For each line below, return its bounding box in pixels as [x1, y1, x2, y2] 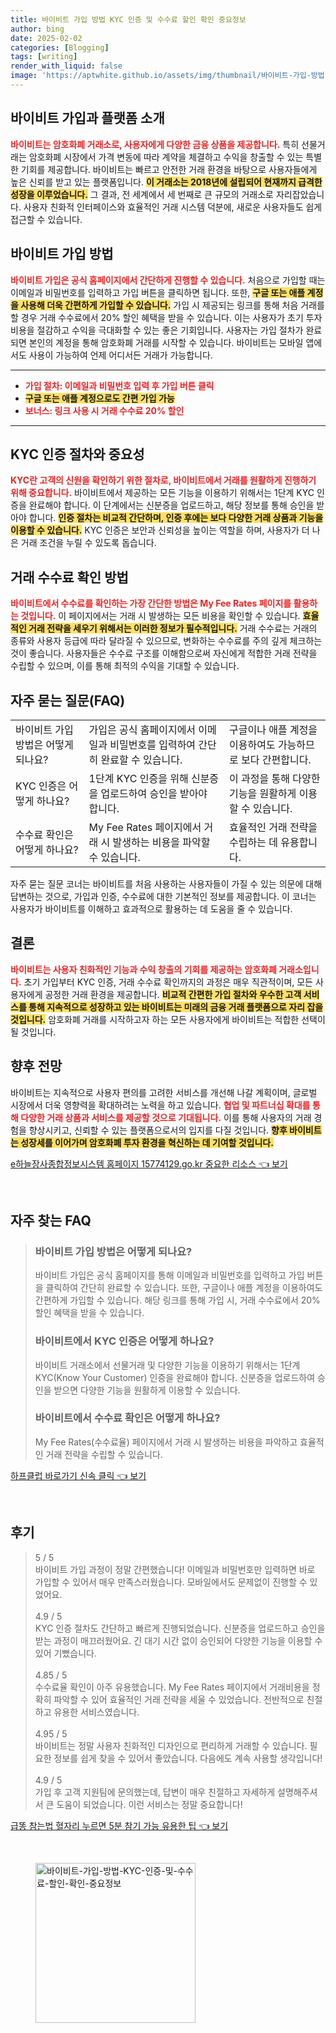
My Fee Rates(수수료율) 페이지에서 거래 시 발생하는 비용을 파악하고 [34, 1436, 298, 1448]
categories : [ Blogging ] [10, 42, 110, 53]
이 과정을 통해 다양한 [229, 771, 321, 785]
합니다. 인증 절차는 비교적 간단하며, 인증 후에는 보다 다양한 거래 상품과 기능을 [28, 512, 324, 524]
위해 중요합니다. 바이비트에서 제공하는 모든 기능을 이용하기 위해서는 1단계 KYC [10, 487, 315, 499]
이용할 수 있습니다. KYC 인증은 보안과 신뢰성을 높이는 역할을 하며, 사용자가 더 [10, 524, 310, 536]
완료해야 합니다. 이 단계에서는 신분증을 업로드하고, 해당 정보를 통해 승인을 [28, 499, 315, 511]
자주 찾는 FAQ [10, 1212, 92, 1229]
